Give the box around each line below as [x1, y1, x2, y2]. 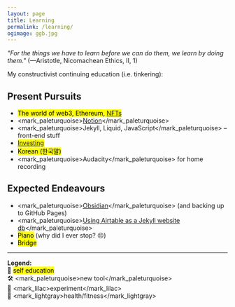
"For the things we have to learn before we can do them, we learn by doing [7, 49, 224, 57]
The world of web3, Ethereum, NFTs [17, 109, 122, 118]
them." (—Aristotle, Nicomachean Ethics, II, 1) [7, 57, 138, 65]
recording [17, 163, 46, 171]
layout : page [7, 10, 45, 18]
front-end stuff [17, 131, 61, 140]
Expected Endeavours [7, 183, 106, 195]
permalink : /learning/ [7, 23, 73, 30]
